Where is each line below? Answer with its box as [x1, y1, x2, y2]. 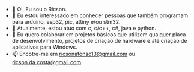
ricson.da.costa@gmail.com [11, 59, 82, 65]
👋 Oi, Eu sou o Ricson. [11, 6, 67, 12]
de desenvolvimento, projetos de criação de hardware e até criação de [11, 37, 187, 44]
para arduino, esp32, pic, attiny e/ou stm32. [11, 18, 121, 25]
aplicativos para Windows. [11, 43, 77, 51]
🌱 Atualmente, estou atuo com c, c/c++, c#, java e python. [11, 24, 156, 32]
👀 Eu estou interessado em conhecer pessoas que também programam [11, 12, 189, 19]
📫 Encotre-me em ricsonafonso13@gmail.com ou [11, 51, 135, 57]
